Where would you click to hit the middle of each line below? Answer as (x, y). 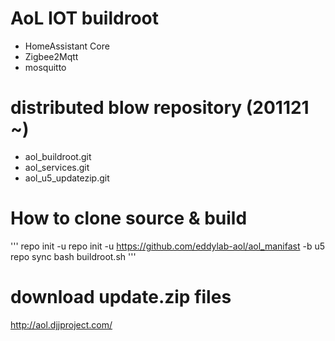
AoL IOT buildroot (84, 18)
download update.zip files (121, 297)
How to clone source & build (129, 218)
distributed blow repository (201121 (160, 108)
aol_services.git (57, 167)
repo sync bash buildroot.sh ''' (73, 256)
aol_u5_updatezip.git (67, 178)
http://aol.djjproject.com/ (61, 324)
